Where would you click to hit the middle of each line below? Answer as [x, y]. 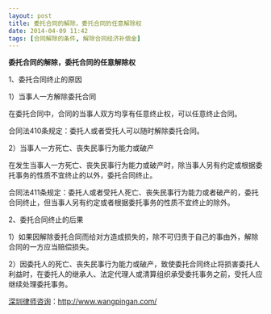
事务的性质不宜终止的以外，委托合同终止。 [86, 175]
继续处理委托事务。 [40, 284]
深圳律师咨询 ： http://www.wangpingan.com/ [83, 301]
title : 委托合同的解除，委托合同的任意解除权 [75, 23]
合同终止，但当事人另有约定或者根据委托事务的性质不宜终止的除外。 [121, 203]
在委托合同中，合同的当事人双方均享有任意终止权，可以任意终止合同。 [125, 114]
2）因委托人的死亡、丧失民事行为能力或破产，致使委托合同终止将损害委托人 [134, 264]
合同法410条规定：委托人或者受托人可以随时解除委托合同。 [106, 131]
